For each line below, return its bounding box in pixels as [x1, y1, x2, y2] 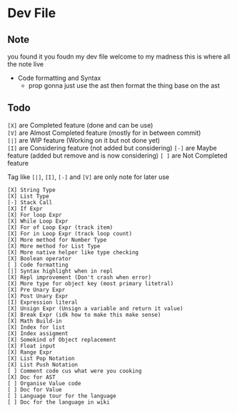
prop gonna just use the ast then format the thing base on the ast [28, 81, 220, 90]
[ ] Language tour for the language [7, 392, 116, 399]
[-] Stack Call [7, 198, 53, 206]
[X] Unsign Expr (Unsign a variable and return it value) [7, 305, 183, 312]
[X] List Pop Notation [7, 355, 75, 362]
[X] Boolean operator [7, 255, 72, 262]
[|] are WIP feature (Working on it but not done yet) [7, 136, 161, 144]
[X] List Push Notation [7, 361, 79, 368]
